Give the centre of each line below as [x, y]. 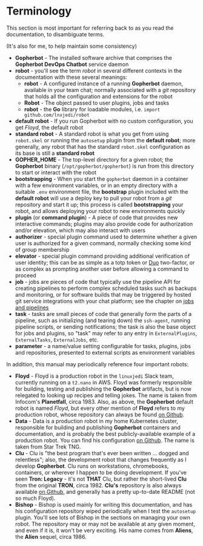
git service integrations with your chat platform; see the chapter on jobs [105, 301]
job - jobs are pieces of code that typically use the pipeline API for [98, 281]
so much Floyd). [35, 498]
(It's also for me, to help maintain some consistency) [72, 46]
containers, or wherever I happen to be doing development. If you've [101, 472]
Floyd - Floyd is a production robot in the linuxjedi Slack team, [94, 376]
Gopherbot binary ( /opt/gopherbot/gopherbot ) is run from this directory [104, 166]
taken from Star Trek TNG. [48, 447]
